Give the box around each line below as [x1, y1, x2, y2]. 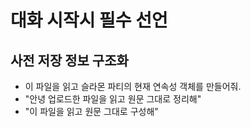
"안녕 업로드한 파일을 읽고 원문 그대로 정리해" [24, 93, 202, 105]
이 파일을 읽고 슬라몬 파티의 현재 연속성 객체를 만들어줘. [24, 81, 242, 92]
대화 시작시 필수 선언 [10, 9, 168, 32]
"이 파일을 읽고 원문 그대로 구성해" [24, 106, 159, 117]
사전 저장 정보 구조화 [10, 52, 129, 69]
